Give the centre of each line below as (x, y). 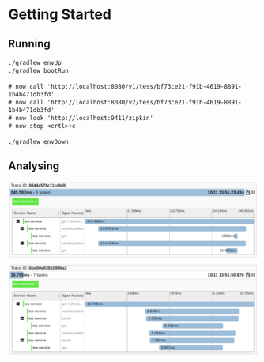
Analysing (34, 166)
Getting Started (60, 15)
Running (30, 44)
